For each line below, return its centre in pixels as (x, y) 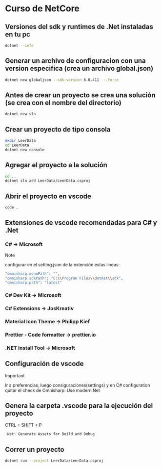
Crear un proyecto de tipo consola (58, 129)
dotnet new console (25, 150)
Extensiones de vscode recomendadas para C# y (81, 223)
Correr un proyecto (35, 449)
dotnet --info (20, 46)
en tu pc (18, 34)
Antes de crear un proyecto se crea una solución (80, 95)
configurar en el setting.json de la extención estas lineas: (62, 264)
